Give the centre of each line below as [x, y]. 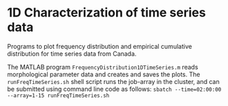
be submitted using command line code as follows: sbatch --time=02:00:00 [114, 89]
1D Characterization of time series [106, 13]
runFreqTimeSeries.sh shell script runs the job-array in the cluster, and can [113, 81]
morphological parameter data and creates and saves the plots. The [104, 74]
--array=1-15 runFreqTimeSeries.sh [58, 95]
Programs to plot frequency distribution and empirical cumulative [99, 46]
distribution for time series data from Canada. [72, 54]
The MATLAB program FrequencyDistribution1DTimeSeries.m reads [103, 67]
